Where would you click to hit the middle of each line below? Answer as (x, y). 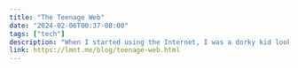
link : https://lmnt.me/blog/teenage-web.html (94, 50)
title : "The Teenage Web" (57, 17)
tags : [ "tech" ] (37, 34)
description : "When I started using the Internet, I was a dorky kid (141, 42)
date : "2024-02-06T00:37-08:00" (69, 26)
